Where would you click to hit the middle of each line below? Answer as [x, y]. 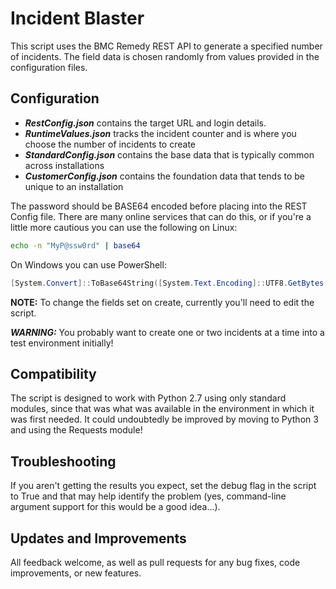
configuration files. [49, 67]
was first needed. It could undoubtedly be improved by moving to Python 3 [164, 419]
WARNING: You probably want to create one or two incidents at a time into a [167, 332]
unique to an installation [74, 186]
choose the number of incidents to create [110, 144]
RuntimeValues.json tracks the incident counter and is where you [160, 133]
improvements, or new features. [76, 573]
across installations [64, 165]
